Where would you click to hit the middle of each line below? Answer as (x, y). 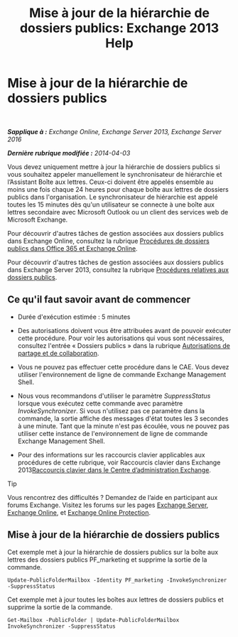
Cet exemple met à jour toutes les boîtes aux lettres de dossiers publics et (115, 599)
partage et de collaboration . (58, 353)
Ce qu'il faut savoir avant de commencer (99, 300)
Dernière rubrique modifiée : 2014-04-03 (69, 153)
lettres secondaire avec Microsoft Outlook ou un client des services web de (118, 212)
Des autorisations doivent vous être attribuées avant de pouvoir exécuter (124, 330)
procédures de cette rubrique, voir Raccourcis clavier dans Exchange (119, 462)
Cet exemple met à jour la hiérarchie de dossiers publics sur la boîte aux (113, 552)
